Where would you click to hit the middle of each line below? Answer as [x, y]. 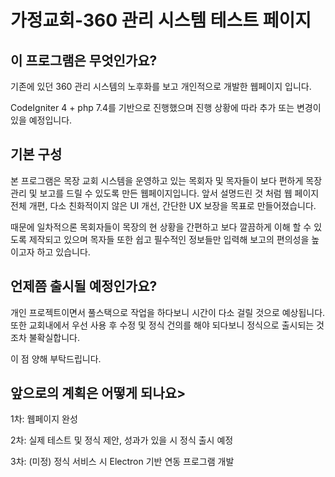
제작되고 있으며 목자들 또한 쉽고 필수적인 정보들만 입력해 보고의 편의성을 [169, 239]
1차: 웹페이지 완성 [44, 419]
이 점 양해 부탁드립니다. [56, 358]
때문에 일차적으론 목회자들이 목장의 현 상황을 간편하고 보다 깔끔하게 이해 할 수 [161, 227]
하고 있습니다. [63, 252]
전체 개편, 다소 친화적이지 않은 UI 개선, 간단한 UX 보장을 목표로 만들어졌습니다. [163, 205]
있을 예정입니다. [41, 120]
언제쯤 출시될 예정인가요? [84, 286]
